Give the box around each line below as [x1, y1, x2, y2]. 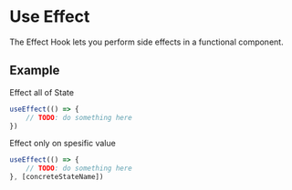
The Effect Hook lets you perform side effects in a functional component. [9, 36, 285, 47]
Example [9, 63, 60, 78]
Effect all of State [9, 86, 75, 97]
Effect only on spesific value [9, 138, 116, 149]
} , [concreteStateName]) [9, 173, 104, 182]
